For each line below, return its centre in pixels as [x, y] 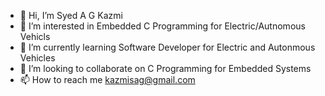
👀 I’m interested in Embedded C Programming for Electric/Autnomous [162, 26]
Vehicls [35, 36]
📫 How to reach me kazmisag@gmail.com [107, 79]
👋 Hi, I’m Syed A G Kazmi [71, 15]
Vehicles [37, 58]
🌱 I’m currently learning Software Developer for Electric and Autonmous [167, 47]
